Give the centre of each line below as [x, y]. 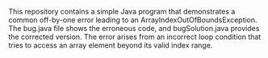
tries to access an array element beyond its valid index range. [111, 45]
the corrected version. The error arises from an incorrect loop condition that [135, 37]
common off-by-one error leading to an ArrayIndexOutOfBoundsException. [133, 20]
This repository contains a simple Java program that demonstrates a [122, 12]
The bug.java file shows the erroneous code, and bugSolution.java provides [134, 28]
